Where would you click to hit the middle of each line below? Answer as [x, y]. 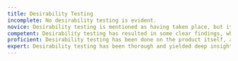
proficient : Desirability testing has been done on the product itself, [117, 40]
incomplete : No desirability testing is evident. [82, 20]
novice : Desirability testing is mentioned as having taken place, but [115, 27]
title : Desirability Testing [50, 14]
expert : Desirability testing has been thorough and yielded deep [107, 46]
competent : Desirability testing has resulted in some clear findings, [115, 33]
